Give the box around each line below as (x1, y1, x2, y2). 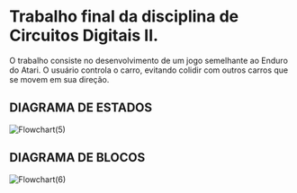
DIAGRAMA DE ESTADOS (9, 101, 153, 116)
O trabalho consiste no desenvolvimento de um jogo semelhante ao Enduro (9, 55, 288, 66)
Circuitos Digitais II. (9, 25, 159, 46)
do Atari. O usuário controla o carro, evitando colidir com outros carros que (9, 65, 289, 75)
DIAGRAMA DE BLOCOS (9, 150, 146, 165)
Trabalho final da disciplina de (9, 6, 239, 27)
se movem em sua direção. (9, 74, 110, 84)
